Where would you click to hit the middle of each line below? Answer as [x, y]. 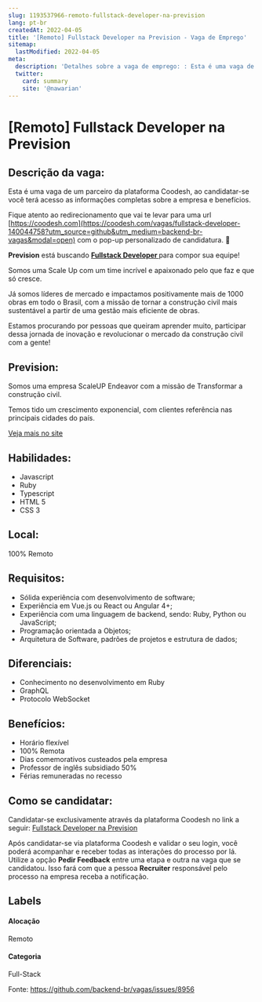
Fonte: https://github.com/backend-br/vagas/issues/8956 [101, 989]
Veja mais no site [36, 433]
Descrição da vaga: [56, 172]
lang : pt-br [27, 23]
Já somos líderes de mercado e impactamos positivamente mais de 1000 [126, 294]
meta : [17, 60]
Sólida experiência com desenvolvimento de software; [107, 597]
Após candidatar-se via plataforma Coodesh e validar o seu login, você [123, 844]
